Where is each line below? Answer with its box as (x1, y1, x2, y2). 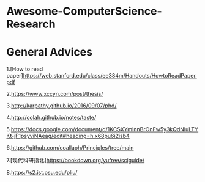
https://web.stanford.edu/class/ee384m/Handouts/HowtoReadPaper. (23, 72, 197, 79)
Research (6, 17, 56, 31)
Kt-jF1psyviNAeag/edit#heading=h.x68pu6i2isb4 (6, 133, 130, 140)
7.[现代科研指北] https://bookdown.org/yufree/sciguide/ (6, 157, 145, 164)
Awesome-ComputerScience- (6, 4, 162, 18)
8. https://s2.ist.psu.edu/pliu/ (6, 169, 78, 177)
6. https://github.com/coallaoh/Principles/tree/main (6, 144, 134, 151)
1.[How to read (6, 65, 43, 73)
